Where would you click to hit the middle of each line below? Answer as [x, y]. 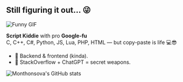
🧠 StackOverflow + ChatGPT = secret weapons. [73, 62]
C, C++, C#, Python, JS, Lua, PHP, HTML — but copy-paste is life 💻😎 [91, 42]
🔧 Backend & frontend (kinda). [51, 56]
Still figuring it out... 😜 [48, 10]
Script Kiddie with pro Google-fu [47, 36]
